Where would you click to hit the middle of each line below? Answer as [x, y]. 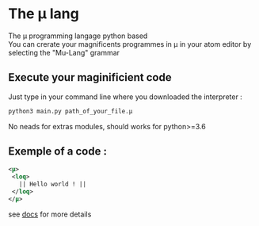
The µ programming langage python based [78, 36]
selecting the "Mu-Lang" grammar [64, 52]
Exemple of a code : [57, 151]
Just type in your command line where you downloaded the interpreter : [126, 97]
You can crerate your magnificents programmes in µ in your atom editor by [130, 44]
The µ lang [44, 14]
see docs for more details [50, 214]
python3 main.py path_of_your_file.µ [70, 111]
